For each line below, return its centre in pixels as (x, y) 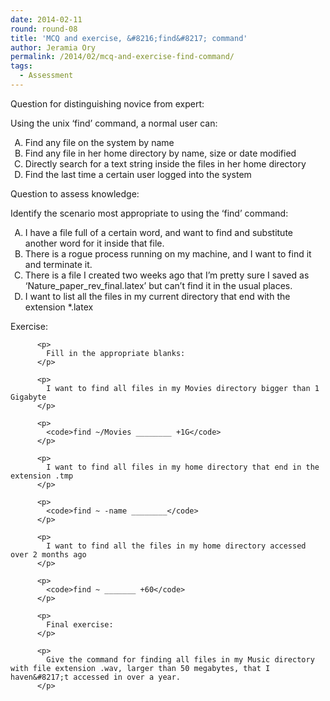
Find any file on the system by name (99, 142)
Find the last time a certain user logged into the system (138, 174)
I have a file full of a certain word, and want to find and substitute (158, 232)
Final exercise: (80, 624)
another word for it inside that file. (94, 243)
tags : (21, 66)
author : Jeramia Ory (53, 47)
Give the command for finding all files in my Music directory (180, 659)
